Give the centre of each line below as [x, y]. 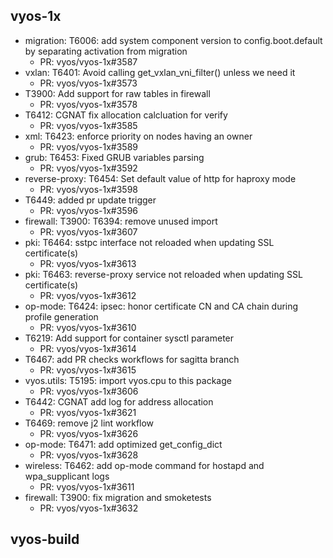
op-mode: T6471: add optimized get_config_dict [123, 444]
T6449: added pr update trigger [90, 200]
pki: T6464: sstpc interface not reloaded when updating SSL [149, 242]
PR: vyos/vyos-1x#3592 [88, 168]
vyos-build [45, 539]
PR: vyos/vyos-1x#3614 [88, 348]
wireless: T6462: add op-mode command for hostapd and [144, 465]
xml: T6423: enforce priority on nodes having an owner [138, 136]
